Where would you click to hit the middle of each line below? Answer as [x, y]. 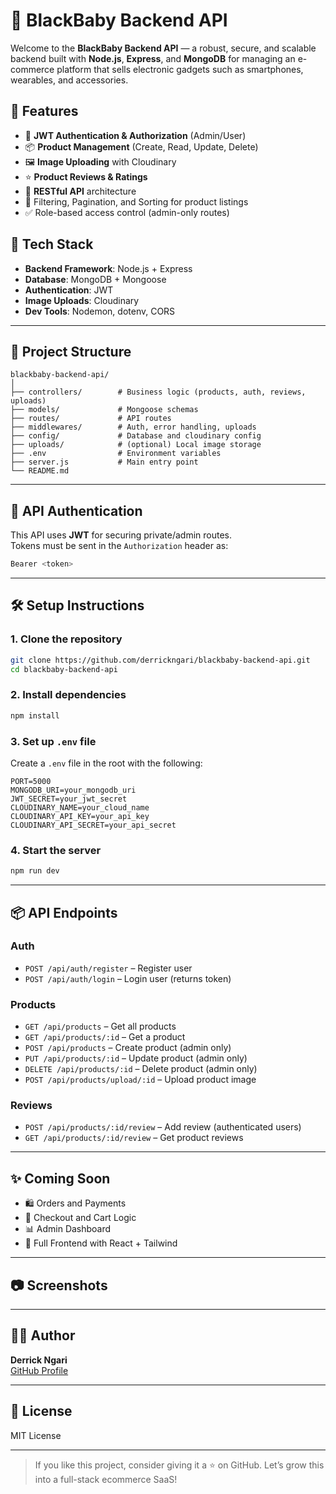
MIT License [36, 1435]
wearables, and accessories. [69, 80]
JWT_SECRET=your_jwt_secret [69, 799]
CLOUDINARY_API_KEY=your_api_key [80, 816]
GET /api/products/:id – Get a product [105, 1037]
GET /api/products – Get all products [100, 1026]
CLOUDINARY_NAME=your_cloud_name [80, 807]
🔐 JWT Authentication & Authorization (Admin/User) [135, 135]
